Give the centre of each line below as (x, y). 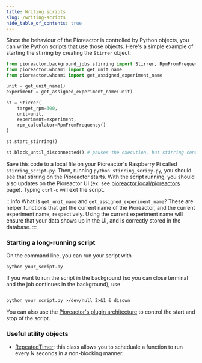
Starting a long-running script (51, 242)
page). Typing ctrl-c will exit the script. (56, 189)
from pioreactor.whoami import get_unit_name (64, 70)
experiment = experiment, (47, 119)
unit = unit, (31, 114)
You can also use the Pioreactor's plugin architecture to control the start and (101, 312)
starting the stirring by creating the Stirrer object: (69, 53)
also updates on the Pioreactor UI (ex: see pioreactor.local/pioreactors (93, 183)
